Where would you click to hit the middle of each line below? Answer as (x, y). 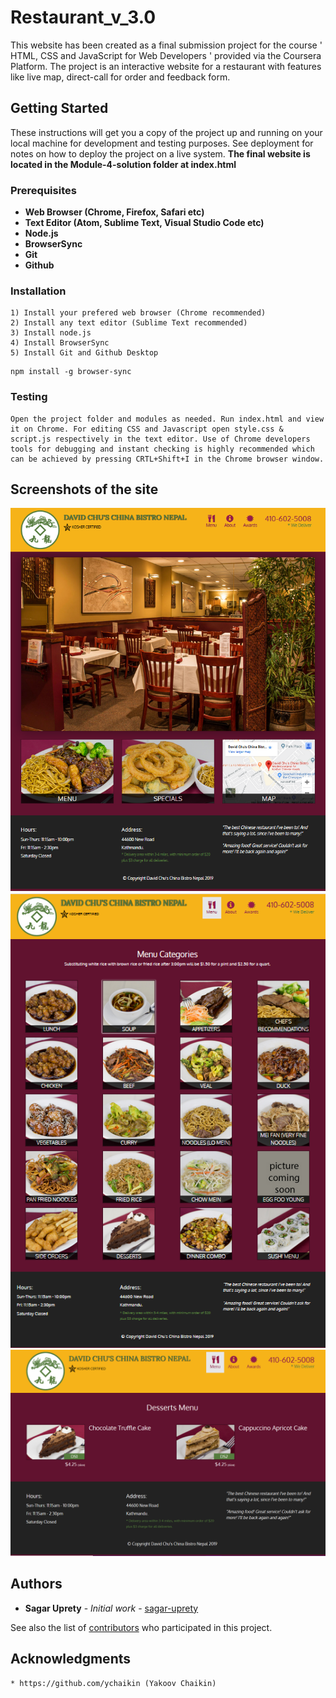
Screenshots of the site (84, 489)
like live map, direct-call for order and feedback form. (120, 77)
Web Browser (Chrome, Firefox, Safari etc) (114, 212)
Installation (38, 291)
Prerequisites (43, 190)
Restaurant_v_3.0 (83, 17)
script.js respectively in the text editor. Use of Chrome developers (160, 439)
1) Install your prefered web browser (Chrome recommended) (138, 313)
